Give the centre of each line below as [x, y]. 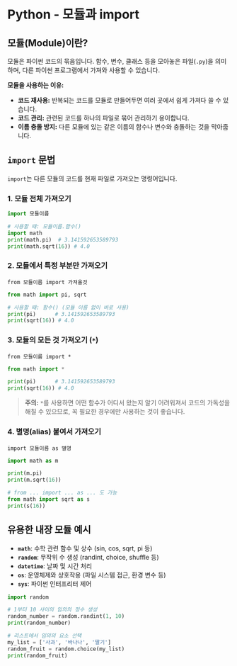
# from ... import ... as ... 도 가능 [62, 493]
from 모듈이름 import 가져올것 [47, 282]
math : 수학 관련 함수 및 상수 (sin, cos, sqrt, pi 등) [85, 548]
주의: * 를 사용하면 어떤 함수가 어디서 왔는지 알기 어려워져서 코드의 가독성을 [127, 403]
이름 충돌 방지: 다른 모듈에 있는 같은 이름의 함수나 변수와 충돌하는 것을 [114, 127]
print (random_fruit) [38, 655]
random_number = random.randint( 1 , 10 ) [66, 616]
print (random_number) [39, 623]
